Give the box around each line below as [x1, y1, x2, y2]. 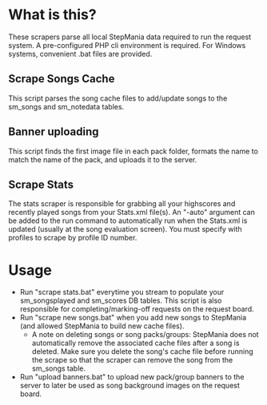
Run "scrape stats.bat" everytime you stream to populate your [19, 288, 225, 297]
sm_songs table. [31, 363, 86, 373]
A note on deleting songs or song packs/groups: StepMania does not [31, 330, 259, 339]
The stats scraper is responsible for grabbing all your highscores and [8, 199, 236, 208]
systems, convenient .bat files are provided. [8, 49, 153, 58]
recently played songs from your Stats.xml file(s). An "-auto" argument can [8, 208, 256, 217]
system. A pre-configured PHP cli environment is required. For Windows [8, 40, 246, 50]
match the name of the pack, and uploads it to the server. [8, 154, 197, 165]
